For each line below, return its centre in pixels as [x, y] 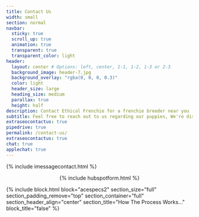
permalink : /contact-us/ [37, 133]
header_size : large [36, 89]
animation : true [31, 45]
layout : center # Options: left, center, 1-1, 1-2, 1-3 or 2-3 [91, 67]
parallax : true [30, 100]
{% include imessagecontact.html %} [52, 166]
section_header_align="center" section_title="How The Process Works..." [96, 202]
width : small [22, 17]
